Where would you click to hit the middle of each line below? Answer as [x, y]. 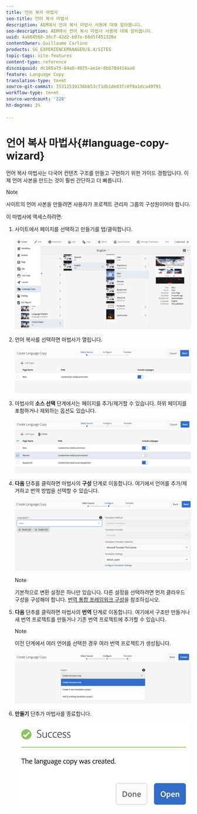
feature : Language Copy [35, 74]
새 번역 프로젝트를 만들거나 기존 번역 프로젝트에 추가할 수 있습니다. [90, 619]
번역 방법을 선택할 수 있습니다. [65, 491]
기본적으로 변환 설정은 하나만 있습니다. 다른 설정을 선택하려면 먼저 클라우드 [100, 592]
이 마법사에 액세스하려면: [34, 217]
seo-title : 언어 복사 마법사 [37, 18]
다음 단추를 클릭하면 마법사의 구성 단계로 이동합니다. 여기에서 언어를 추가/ [98, 484]
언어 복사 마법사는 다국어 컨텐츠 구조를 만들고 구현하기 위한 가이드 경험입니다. [94, 173]
